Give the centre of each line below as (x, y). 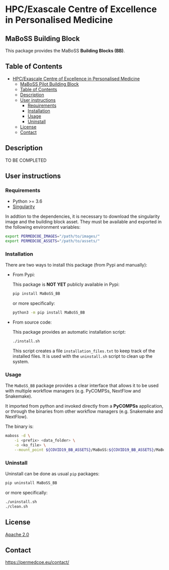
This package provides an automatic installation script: (69, 332)
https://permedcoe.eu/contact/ (37, 562)
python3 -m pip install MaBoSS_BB (49, 313)
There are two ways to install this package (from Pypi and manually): (76, 265)
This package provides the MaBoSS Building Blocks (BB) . (65, 51)
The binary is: (19, 426)
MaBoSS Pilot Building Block (49, 84)
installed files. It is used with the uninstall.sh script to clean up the (82, 356)
